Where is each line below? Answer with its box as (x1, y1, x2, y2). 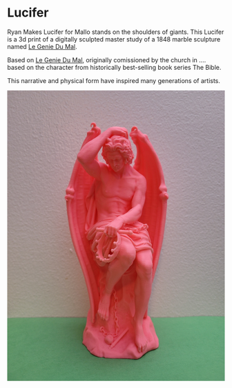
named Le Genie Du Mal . (7, 42, 77, 50)
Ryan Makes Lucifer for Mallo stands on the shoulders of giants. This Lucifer (7, 28, 224, 36)
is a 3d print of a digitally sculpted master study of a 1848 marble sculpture (7, 35, 221, 43)
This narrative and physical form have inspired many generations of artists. (7, 76, 221, 84)
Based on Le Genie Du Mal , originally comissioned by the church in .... (7, 55, 206, 64)
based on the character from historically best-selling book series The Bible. (7, 63, 222, 71)
